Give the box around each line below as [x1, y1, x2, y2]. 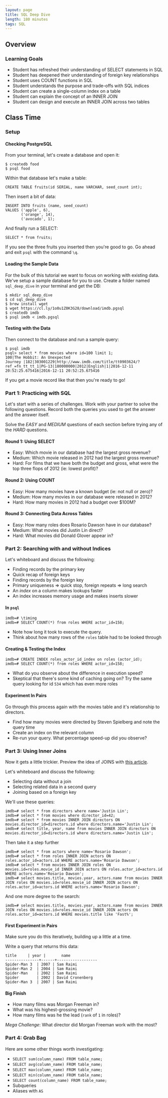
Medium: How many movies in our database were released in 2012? [12, 494, 152, 500]
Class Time [5, 113, 41, 122]
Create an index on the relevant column [12, 729, 94, 735]
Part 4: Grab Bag [5, 1035, 47, 1042]
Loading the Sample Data [5, 261, 59, 267]
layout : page [5, 7, 33, 13]
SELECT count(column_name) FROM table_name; [12, 1078, 107, 1083]
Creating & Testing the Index [5, 646, 66, 652]
